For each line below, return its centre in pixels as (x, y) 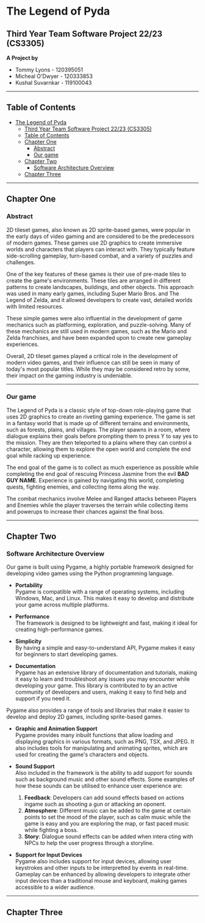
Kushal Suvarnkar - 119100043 (53, 83)
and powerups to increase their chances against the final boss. (85, 511)
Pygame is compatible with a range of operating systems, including (100, 592)
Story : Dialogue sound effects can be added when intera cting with (109, 836)
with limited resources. (35, 306)
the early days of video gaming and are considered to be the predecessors (100, 236)
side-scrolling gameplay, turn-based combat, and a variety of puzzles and (100, 256)
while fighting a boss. (51, 830)
